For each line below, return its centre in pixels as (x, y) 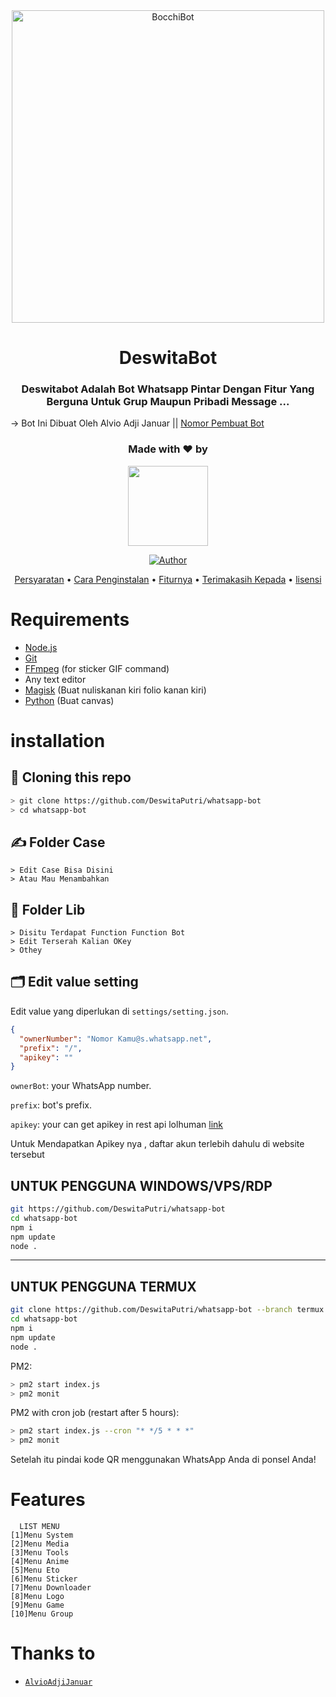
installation (58, 740)
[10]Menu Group (42, 1614)
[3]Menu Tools (40, 1553)
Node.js (41, 647)
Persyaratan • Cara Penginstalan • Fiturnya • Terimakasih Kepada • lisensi (168, 579)
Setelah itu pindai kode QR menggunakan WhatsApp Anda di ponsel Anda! (163, 1460)
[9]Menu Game (37, 1605)
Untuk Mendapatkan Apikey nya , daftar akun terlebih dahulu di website (157, 1144)
